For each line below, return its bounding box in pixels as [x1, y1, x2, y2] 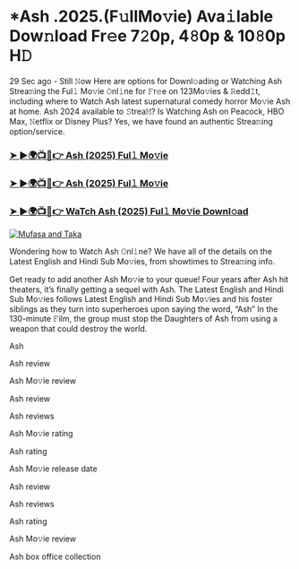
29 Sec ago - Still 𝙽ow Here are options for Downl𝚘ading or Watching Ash [9, 75, 283, 86]
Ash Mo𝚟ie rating [9, 428, 73, 439]
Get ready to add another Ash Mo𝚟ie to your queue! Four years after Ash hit [9, 274, 289, 285]
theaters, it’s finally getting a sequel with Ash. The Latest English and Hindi [9, 284, 285, 295]
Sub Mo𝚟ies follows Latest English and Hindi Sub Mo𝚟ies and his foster [9, 294, 273, 305]
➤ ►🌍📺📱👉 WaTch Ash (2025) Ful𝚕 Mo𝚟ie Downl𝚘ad [9, 204, 249, 217]
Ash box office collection [9, 551, 101, 562]
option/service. [9, 125, 65, 136]
